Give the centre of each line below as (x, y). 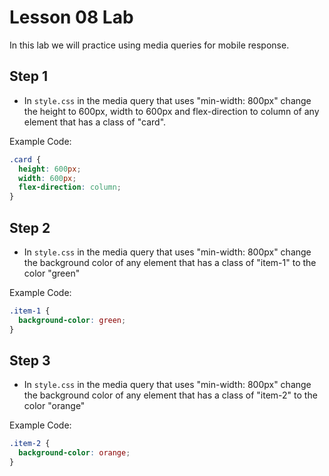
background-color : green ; (72, 320)
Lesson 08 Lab (71, 17)
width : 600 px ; (47, 178)
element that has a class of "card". (95, 122)
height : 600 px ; (50, 169)
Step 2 (30, 227)
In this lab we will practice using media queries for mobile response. (149, 45)
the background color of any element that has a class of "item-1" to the (170, 262)
